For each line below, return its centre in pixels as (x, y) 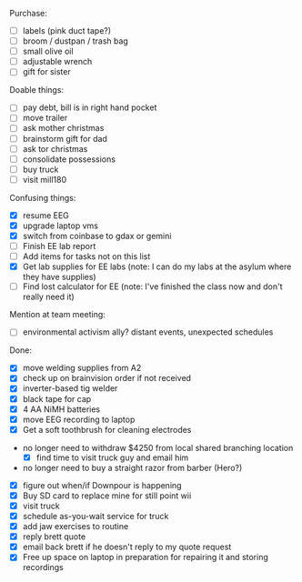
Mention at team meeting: (58, 315)
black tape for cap (57, 398)
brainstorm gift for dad (65, 138)
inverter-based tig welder (70, 388)
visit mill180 (44, 179)
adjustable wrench (57, 62)
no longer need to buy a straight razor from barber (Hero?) (132, 467)
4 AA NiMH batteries (61, 409)
